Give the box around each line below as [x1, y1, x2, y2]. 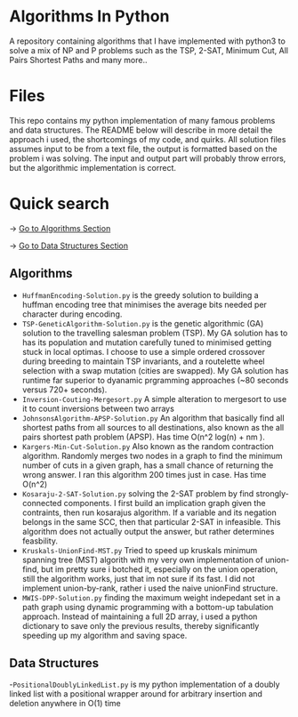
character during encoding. [21, 309, 123, 319]
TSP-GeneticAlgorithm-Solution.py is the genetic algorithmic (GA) [21, 318, 264, 328]
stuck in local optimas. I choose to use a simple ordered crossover [21, 346, 265, 357]
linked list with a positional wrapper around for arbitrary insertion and [9, 689, 262, 699]
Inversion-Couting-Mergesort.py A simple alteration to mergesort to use [21, 393, 287, 404]
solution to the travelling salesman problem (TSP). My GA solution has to [21, 327, 288, 338]
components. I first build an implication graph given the [63, 497, 266, 508]
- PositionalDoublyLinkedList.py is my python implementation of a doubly [9, 679, 280, 690]
